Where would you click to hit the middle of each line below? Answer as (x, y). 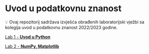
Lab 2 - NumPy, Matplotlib (32, 46)
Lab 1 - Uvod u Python (28, 36)
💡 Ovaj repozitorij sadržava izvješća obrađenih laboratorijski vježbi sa (75, 22)
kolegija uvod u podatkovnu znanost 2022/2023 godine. (61, 27)
